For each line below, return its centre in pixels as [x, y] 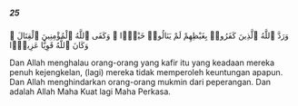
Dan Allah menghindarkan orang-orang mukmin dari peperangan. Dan [140, 82]
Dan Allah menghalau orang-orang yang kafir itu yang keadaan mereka [142, 63]
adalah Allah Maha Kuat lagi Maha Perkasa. [90, 92]
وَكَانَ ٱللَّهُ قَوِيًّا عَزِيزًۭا [49, 44]
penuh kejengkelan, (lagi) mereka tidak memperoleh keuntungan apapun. [146, 72]
